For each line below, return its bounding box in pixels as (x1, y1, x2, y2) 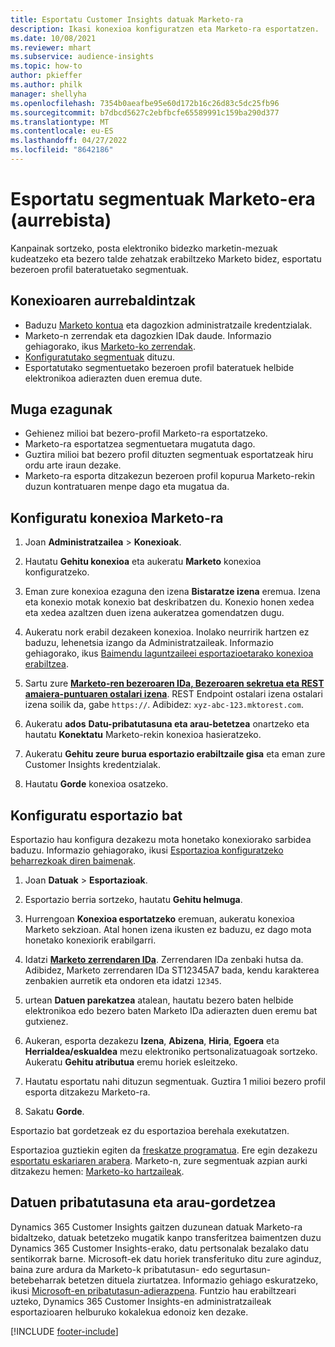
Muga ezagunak (10, 401, 113, 418)
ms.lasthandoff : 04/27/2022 (10, 136, 128, 146)
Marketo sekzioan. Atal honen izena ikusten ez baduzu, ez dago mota (24, 924, 312, 936)
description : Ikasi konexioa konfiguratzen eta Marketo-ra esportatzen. (10, 24, 320, 34)
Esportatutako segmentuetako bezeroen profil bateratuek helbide (24, 361, 295, 373)
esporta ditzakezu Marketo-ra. (24, 1086, 151, 1098)
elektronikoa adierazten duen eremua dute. (24, 372, 203, 384)
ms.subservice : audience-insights (10, 52, 155, 62)
